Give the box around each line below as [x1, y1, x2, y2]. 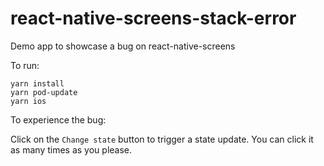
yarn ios [10, 96, 47, 106]
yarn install [10, 78, 65, 89]
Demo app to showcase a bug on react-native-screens [10, 40, 236, 52]
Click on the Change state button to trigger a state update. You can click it [10, 133, 314, 145]
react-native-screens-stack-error [10, 7, 297, 30]
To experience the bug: [10, 113, 107, 126]
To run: [10, 59, 40, 71]
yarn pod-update [10, 87, 78, 97]
